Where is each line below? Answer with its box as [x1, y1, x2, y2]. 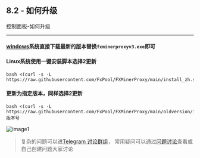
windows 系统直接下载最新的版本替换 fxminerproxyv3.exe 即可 [6, 43, 156, 50]
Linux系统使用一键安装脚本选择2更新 [6, 58, 97, 64]
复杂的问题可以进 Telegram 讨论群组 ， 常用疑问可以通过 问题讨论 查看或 [20, 138, 193, 145]
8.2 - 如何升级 [6, 5, 58, 16]
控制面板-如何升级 [6, 23, 51, 30]
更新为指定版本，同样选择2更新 [6, 90, 83, 97]
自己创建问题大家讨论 [20, 145, 73, 152]
